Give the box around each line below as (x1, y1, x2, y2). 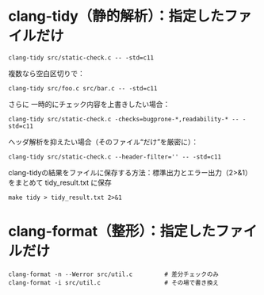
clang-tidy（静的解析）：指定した (8, 7, 224, 25)
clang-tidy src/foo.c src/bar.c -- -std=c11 (8, 84, 158, 92)
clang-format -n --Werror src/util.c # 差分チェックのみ (8, 270, 220, 278)
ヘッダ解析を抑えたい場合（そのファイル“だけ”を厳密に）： (8, 136, 199, 147)
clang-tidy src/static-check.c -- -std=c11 (8, 53, 155, 62)
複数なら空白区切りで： (8, 68, 85, 78)
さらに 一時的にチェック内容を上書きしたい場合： (8, 99, 170, 109)
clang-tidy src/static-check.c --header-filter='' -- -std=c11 (8, 152, 222, 161)
